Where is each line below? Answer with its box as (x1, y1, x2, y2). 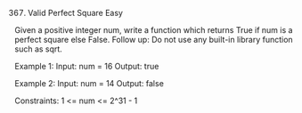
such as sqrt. (14, 44, 63, 54)
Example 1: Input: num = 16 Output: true (14, 61, 159, 71)
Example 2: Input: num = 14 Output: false (14, 78, 164, 88)
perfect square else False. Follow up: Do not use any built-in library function (14, 35, 293, 44)
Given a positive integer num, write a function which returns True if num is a (14, 25, 293, 35)
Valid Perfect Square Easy (27, 8, 124, 18)
